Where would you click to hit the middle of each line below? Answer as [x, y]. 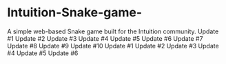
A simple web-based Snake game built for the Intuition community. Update [113, 31]
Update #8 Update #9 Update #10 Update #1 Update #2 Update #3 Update [113, 46]
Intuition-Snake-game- [75, 13]
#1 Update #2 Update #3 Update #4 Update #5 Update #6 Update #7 [105, 38]
